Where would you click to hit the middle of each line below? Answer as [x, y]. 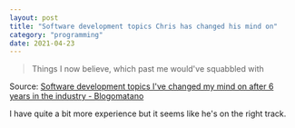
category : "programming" [56, 34]
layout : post [34, 18]
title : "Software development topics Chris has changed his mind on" [144, 26]
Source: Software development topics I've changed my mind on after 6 [142, 86]
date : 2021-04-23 [42, 43]
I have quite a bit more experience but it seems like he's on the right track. [148, 113]
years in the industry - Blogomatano [77, 96]
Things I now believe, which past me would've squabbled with [148, 69]
